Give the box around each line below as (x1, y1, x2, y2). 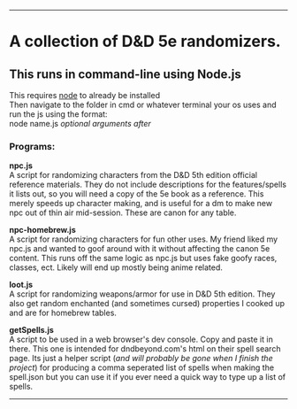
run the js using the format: (9, 109, 108, 120)
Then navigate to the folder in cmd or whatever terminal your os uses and (9, 99, 277, 110)
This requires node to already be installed (9, 90, 161, 100)
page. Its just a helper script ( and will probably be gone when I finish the (9, 353, 273, 364)
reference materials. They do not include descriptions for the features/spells (9, 179, 287, 190)
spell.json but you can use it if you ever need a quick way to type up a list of (9, 372, 286, 382)
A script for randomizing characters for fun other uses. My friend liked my (9, 234, 278, 244)
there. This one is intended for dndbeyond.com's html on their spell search (9, 343, 281, 354)
